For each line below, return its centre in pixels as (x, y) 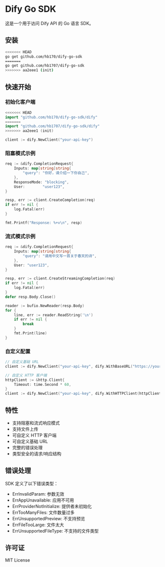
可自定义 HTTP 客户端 (34, 435)
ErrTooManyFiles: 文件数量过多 (43, 512)
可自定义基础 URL (30, 441)
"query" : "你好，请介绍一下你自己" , (56, 173)
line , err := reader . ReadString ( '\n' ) (54, 315)
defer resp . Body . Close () (30, 297)
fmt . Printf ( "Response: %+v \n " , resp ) (44, 222)
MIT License (18, 560)
